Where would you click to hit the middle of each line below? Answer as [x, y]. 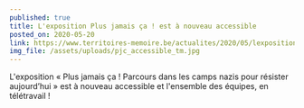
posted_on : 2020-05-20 [52, 34]
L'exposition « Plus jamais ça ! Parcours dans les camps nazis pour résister [149, 76]
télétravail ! [30, 96]
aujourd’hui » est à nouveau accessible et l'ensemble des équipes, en [139, 86]
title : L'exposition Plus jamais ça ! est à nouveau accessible [133, 26]
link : [19, 43]
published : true [40, 18]
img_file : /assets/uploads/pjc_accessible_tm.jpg [105, 51]
